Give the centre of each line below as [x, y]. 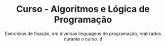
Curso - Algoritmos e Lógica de [83, 9]
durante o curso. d [83, 38]
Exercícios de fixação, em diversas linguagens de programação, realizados [83, 33]
